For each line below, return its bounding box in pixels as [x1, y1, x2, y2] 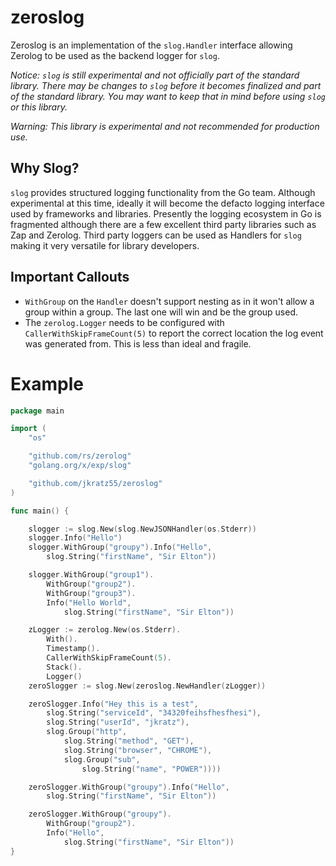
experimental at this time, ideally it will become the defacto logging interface [10, 197, 325, 209]
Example [10, 372, 84, 395]
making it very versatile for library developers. [10, 239, 200, 251]
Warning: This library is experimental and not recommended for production [10, 120, 320, 132]
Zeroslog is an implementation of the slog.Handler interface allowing [10, 39, 293, 51]
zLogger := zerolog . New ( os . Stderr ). [28, 625, 182, 635]
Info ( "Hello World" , [46, 597, 132, 608]
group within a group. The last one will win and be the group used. [24, 306, 299, 318]
